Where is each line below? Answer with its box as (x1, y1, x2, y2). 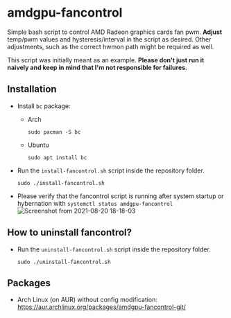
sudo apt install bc (27, 154, 87, 161)
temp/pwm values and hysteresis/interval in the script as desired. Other (7, 35, 212, 43)
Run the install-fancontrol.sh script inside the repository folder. (17, 166, 205, 175)
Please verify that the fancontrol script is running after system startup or (17, 192, 224, 200)
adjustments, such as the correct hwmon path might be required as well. (7, 42, 214, 51)
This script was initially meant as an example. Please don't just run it (7, 55, 205, 64)
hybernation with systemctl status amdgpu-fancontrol (17, 199, 173, 207)
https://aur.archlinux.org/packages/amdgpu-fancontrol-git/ (17, 303, 186, 311)
